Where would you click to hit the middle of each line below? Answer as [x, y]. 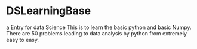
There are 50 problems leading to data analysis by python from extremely [96, 33]
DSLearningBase [49, 11]
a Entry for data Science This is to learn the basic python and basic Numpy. [99, 27]
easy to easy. [22, 40]
